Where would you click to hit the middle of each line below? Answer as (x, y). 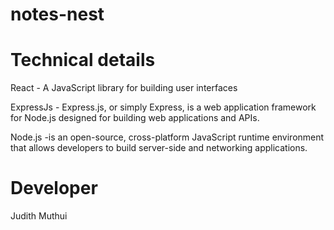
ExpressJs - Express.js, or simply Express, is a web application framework (163, 107)
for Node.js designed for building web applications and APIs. (135, 118)
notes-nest (57, 14)
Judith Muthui (39, 216)
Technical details (83, 60)
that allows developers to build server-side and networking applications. (159, 148)
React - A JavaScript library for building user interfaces (124, 88)
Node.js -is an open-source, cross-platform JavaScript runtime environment (167, 137)
